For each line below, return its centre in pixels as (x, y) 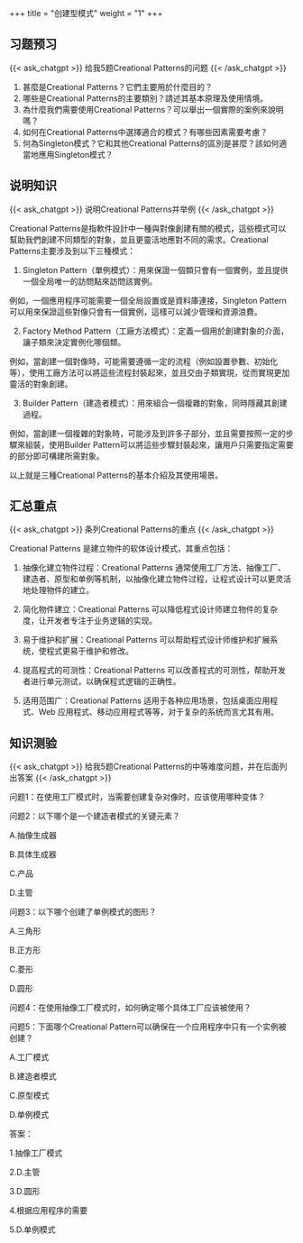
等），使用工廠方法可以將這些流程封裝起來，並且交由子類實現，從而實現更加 (150, 372)
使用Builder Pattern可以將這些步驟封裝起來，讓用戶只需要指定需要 (171, 444)
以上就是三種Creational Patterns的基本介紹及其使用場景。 (116, 475)
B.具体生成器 (33, 855)
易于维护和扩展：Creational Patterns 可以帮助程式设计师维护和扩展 (146, 640)
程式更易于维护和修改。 (90, 651)
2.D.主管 (25, 1172)
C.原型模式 (29, 1096)
